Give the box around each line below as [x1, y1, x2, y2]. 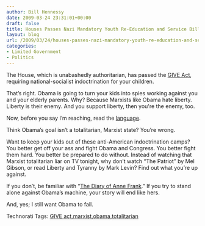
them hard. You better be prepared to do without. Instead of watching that [6, 151, 192, 158]
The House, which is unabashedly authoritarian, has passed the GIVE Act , [6, 71, 192, 78]
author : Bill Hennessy [6, 9, 64, 15]
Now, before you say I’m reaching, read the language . [6, 114, 141, 122]
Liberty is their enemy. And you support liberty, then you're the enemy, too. [6, 102, 195, 110]
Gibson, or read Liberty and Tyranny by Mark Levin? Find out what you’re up [6, 164, 198, 171]
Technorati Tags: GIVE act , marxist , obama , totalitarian [6, 212, 139, 220]
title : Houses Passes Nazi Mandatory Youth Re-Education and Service [6, 26, 187, 32]
